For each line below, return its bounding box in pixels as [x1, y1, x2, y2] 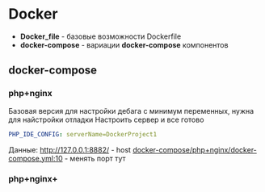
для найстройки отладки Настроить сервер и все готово [8, 115, 204, 124]
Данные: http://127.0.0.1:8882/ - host [8, 144, 132, 154]
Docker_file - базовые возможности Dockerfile [19, 31, 182, 41]
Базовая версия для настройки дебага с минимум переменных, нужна [8, 106, 254, 115]
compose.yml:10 [8, 153, 63, 163]
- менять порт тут [64, 153, 127, 163]
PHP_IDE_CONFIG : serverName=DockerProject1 [8, 130, 158, 138]
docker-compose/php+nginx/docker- [132, 144, 257, 154]
